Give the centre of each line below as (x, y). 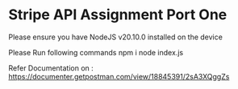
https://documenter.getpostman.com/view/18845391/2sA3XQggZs (119, 76)
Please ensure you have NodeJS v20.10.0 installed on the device (116, 37)
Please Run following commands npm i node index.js (96, 52)
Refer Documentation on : (51, 68)
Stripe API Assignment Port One (118, 15)
